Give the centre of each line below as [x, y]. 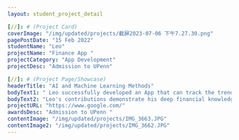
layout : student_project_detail [55, 14]
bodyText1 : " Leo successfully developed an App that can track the [111, 92]
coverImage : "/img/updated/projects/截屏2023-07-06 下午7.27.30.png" [110, 33]
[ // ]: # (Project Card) [43, 27]
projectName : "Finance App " [51, 53]
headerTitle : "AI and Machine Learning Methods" [81, 86]
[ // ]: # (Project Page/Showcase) [57, 79]
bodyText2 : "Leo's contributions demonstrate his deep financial [106, 99]
